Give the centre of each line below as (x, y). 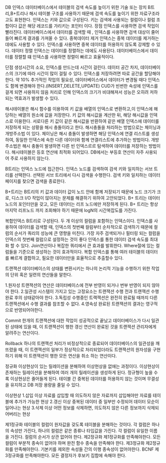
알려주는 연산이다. (22, 333)
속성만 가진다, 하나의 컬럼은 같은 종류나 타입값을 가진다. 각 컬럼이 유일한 (79, 431)
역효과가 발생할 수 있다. (37, 98)
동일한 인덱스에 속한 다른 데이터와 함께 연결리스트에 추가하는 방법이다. (83, 140)
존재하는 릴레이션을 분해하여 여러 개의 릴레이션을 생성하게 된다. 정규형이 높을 (79, 372)
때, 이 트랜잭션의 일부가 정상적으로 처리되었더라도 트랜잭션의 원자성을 (85, 350)
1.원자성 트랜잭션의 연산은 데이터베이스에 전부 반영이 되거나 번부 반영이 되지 (78, 285)
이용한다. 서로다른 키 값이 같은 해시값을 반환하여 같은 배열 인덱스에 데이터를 (87, 121)
